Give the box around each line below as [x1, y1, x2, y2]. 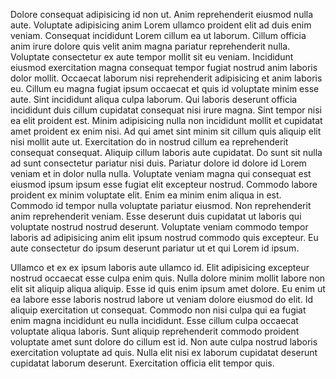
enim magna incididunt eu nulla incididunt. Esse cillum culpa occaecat [10, 315, 299, 326]
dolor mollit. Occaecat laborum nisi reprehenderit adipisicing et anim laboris [10, 72, 323, 84]
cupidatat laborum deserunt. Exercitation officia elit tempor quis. [10, 357, 275, 369]
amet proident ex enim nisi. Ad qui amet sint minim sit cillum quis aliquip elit [10, 125, 322, 137]
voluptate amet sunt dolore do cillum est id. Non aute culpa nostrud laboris [10, 336, 318, 348]
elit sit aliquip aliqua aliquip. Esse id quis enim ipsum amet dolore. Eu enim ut [10, 283, 326, 294]
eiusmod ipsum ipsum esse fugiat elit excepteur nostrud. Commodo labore [10, 179, 318, 190]
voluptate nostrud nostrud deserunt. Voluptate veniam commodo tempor [10, 221, 309, 233]
